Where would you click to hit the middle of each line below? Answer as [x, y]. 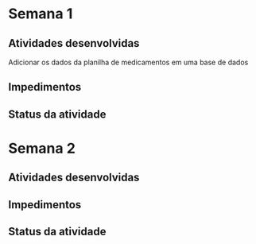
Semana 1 [41, 14]
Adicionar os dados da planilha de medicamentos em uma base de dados [128, 62]
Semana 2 [42, 148]
